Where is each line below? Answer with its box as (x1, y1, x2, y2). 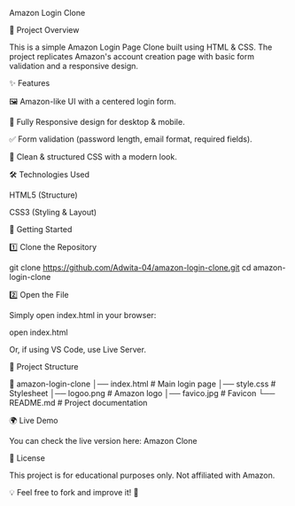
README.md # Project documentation (9, 398, 148, 408)
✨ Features (9, 78, 50, 88)
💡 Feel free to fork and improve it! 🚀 (9, 487, 139, 497)
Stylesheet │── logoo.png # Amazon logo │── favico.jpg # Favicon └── (9, 388, 276, 398)
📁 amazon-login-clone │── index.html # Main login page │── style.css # (9, 378, 276, 389)
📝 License (9, 453, 46, 463)
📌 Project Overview (9, 25, 80, 35)
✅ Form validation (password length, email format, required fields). (9, 134, 252, 144)
